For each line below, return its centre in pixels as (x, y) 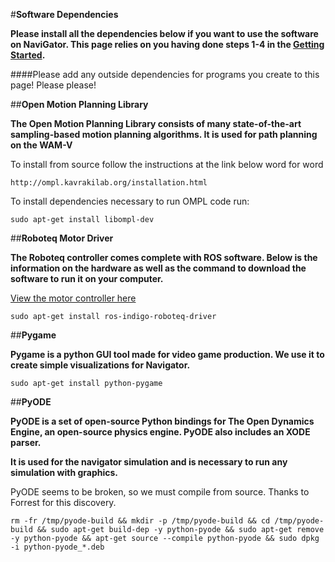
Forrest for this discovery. (63, 502)
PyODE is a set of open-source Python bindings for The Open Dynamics (162, 421)
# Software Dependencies (64, 14)
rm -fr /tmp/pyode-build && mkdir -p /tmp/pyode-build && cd (140, 521)
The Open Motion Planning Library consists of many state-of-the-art (156, 123)
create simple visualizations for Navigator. (100, 365)
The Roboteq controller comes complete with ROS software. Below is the (164, 257)
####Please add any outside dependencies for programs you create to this (165, 74)
